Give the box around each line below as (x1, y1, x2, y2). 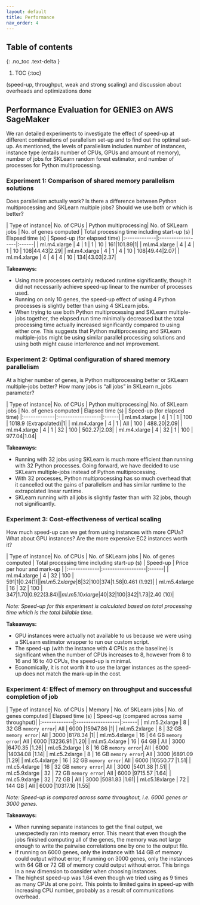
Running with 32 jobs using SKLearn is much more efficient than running (14, 455, 193, 463)
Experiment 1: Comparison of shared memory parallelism (6, 176, 175, 185)
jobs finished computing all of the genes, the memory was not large (14, 836, 181, 843)
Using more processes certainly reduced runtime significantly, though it (14, 277, 192, 284)
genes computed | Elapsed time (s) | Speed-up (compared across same (6, 713, 183, 720)
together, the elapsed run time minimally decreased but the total (26, 315, 184, 322)
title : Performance (6, 14, 55, 20)
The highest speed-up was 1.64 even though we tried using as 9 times (14, 874, 188, 882)
